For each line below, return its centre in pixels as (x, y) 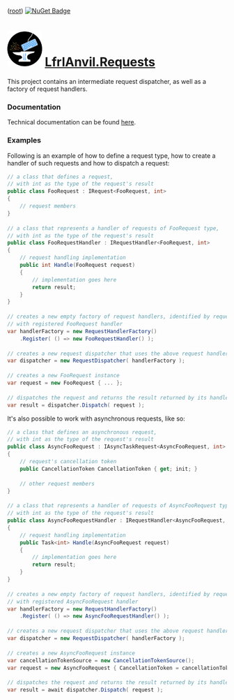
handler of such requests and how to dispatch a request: (88, 163)
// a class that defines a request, (60, 177)
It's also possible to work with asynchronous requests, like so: (96, 418)
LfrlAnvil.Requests (100, 62)
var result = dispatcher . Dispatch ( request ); (76, 405)
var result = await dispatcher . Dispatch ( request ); (85, 690)
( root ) (15, 11)
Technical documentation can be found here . (72, 122)
